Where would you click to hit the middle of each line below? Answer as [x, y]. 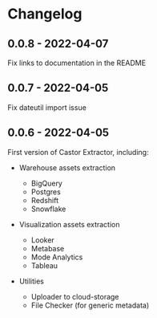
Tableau [44, 265]
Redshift [45, 200]
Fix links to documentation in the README [76, 63]
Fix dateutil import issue [47, 107]
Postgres [46, 192]
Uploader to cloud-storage [75, 296]
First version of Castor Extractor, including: [78, 152]
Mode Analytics [57, 257]
